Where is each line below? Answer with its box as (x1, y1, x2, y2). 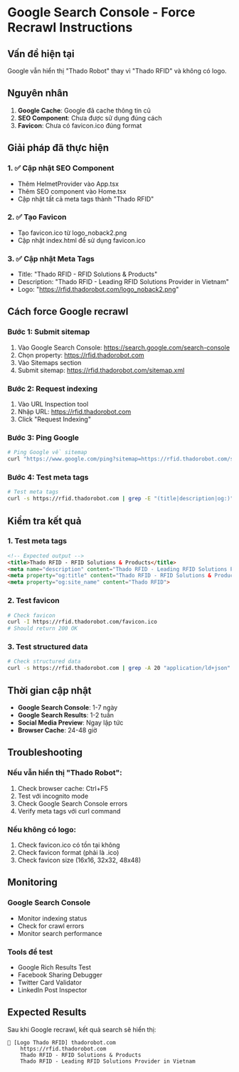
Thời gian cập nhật (7, 684, 92, 696)
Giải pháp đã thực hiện (7, 142, 109, 154)
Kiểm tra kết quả (7, 515, 82, 527)
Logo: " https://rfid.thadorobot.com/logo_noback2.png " (17, 285, 179, 294)
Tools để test (7, 947, 53, 957)
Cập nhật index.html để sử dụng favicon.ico (17, 236, 146, 244)
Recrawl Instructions (7, 19, 133, 36)
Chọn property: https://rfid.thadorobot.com (17, 350, 144, 359)
